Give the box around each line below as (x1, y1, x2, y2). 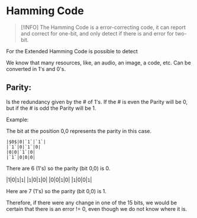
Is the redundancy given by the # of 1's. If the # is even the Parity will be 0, (6, 98, 188, 105)
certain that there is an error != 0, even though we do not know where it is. (6, 205, 188, 212)
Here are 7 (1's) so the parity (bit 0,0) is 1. (6, 187, 106, 194)
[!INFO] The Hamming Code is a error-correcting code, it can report (20, 24, 186, 31)
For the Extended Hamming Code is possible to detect (6, 47, 138, 54)
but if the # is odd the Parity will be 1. (6, 105, 96, 112)
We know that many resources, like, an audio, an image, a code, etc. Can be (6, 59, 191, 66)
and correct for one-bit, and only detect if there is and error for (20, 30, 175, 37)
